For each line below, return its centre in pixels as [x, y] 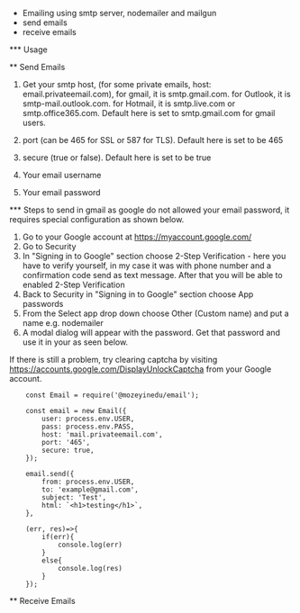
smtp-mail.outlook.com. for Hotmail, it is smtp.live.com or [129, 104]
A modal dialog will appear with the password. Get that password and [151, 333]
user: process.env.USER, [88, 419]
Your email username [62, 175]
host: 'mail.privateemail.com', [103, 435]
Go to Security [49, 246]
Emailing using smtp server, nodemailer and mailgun [119, 13]
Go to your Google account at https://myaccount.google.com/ [137, 237]
